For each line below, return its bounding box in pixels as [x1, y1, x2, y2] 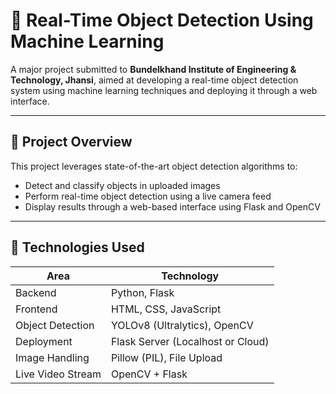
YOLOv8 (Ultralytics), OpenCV [110, 318, 254, 332]
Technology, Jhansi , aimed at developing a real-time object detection [10, 74, 299, 86]
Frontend [15, 302, 58, 316]
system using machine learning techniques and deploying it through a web [10, 84, 318, 96]
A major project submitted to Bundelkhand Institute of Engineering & [10, 63, 297, 75]
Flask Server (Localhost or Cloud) [110, 334, 270, 348]
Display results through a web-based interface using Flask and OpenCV [24, 200, 321, 213]
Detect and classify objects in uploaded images [24, 179, 221, 191]
